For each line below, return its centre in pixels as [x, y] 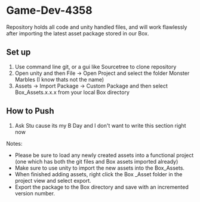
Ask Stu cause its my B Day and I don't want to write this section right [100, 125]
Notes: [14, 143]
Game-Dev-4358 [49, 10]
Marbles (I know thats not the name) [59, 79]
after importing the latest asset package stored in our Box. [78, 33]
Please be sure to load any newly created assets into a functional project [104, 155]
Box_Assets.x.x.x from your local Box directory [72, 92]
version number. [35, 193]
